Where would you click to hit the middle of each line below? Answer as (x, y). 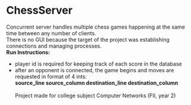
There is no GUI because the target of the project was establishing (88, 39)
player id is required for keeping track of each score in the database (98, 64)
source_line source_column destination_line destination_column (96, 83)
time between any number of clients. (51, 33)
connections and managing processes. (54, 46)
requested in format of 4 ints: (51, 76)
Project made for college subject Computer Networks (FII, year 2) (95, 95)
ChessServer (39, 10)
